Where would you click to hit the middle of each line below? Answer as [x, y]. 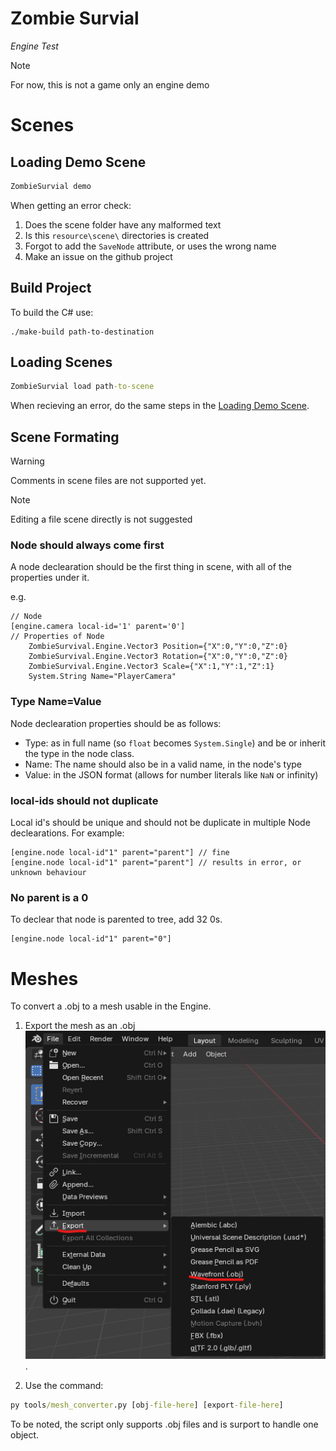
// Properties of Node [57, 637]
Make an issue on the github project [98, 256]
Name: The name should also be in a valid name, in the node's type [163, 764]
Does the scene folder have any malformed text [123, 224]
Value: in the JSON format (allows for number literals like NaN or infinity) [171, 774]
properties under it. [50, 578]
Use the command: [64, 1385]
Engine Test [34, 46]
